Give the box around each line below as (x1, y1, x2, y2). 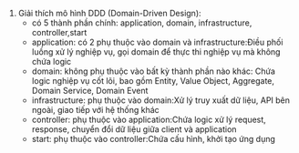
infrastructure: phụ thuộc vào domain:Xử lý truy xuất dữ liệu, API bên (31, 95, 290, 106)
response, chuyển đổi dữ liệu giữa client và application (31, 124, 237, 135)
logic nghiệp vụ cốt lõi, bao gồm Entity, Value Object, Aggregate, (31, 76, 275, 86)
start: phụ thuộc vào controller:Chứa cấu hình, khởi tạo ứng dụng (31, 134, 276, 144)
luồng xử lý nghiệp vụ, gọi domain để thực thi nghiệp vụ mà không (31, 46, 281, 57)
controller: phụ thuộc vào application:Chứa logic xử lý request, (31, 114, 266, 125)
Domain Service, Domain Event (31, 86, 149, 96)
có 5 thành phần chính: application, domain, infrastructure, (31, 17, 253, 28)
